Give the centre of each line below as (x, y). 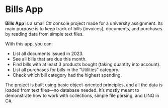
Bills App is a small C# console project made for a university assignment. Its (84, 23)
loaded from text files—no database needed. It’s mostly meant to (72, 90)
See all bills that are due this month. (50, 59)
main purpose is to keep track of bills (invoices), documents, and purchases (84, 28)
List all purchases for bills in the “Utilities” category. (66, 70)
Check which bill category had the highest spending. (67, 75)
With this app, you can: (29, 43)
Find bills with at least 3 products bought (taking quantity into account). (87, 64)
